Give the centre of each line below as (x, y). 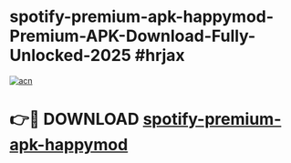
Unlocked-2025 (71, 56)
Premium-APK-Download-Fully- (133, 36)
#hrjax (160, 56)
